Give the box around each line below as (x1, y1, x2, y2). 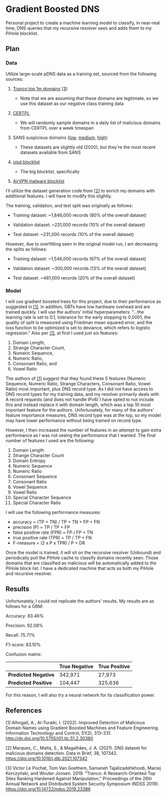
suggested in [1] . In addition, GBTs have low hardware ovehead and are (5, 303, 150, 310)
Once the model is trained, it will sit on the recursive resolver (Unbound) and (5, 549, 161, 555)
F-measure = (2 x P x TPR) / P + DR (12, 540, 85, 546)
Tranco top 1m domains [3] (12, 86, 68, 92)
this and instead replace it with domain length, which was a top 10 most (5, 402, 151, 408)
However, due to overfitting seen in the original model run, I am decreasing (5, 241, 158, 247)
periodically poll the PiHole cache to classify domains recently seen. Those (5, 555, 159, 561)
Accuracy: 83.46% (5, 612, 44, 619)
